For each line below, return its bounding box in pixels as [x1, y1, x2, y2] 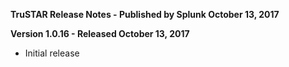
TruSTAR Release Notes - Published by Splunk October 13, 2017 [10, 9, 280, 20]
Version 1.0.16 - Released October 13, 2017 [10, 28, 190, 39]
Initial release [24, 47, 80, 59]
